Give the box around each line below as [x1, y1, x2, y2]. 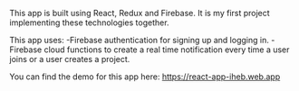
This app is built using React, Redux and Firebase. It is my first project [9, 8, 270, 18]
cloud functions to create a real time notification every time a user [43, 44, 290, 55]
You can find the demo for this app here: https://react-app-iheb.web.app [9, 71, 281, 82]
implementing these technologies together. [9, 17, 169, 28]
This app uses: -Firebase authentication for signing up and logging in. [9, 35, 269, 45]
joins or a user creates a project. [9, 54, 130, 64]
